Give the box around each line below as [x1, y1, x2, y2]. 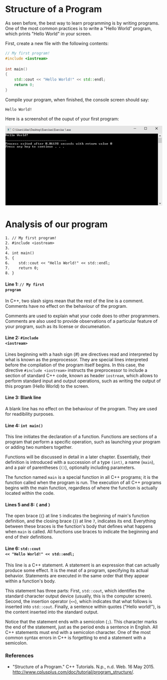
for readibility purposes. [5, 411, 55, 417]
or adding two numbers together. [5, 444, 73, 450]
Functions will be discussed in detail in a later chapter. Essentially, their [5, 454, 151, 460]
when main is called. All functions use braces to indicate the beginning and [5, 529, 158, 535]
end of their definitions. [5, 534, 53, 540]
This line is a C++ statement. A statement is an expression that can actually [5, 562, 160, 568]
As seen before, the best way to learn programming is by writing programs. [5, 20, 160, 26]
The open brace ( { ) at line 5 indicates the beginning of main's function [5, 513, 150, 519]
